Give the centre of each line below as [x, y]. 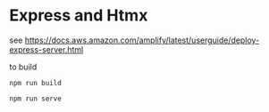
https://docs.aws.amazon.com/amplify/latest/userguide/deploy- [142, 40]
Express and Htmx [79, 16]
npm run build [36, 83]
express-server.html [46, 49]
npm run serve [36, 99]
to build [23, 67]
